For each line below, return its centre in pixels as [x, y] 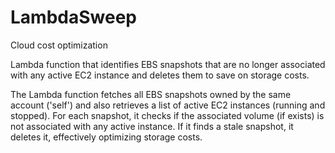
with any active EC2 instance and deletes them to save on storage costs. [160, 75]
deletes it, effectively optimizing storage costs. [106, 137]
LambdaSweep [73, 17]
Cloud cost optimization [59, 45]
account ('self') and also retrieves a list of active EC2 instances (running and [168, 105]
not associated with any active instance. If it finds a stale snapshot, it [152, 126]
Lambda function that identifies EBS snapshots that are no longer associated [168, 64]
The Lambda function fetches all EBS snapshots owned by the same [151, 94]
